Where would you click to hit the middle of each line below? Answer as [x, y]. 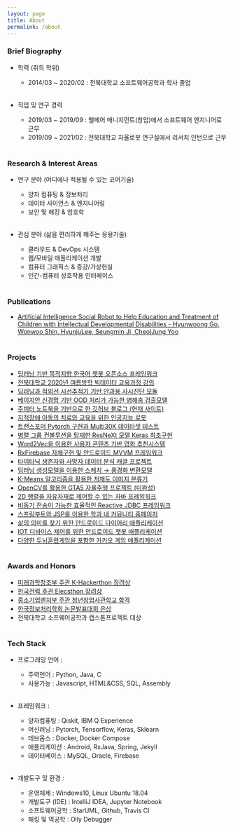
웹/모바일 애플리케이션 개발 [65, 257]
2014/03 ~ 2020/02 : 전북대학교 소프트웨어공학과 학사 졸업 [109, 82]
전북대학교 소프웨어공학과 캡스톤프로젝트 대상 [79, 617]
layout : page [26, 14]
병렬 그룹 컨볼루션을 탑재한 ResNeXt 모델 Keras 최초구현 [95, 435]
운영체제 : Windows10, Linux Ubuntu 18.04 [88, 793]
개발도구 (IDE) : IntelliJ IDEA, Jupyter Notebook [95, 802]
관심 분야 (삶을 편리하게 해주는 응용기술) [72, 234]
